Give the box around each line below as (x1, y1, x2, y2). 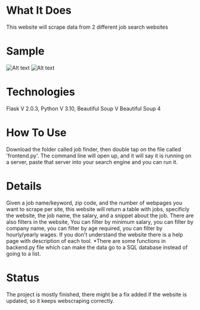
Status (6, 271, 40, 284)
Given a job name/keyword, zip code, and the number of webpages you (6, 199, 183, 206)
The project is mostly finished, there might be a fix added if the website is (6, 291, 187, 298)
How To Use (6, 126, 67, 139)
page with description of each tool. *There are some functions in (6, 237, 166, 244)
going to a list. (6, 250, 41, 257)
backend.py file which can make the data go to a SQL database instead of (6, 244, 188, 251)
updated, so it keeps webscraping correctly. (6, 297, 115, 304)
